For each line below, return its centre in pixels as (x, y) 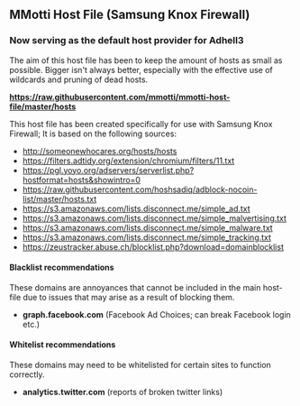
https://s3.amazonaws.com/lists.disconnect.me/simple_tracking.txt (147, 237)
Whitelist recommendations (63, 345)
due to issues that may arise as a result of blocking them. (129, 297)
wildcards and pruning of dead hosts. (79, 79)
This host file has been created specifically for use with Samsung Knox (141, 124)
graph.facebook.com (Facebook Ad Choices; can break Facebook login (156, 314)
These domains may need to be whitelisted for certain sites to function (141, 365)
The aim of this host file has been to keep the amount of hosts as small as (146, 60)
